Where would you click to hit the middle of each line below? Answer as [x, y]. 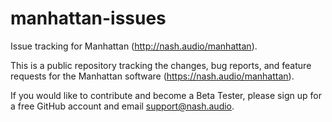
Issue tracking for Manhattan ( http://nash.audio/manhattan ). [134, 46]
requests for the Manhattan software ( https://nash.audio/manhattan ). [152, 76]
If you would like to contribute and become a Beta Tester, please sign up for [166, 95]
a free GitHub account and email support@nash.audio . [122, 106]
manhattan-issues [88, 18]
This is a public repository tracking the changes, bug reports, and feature [161, 65]
